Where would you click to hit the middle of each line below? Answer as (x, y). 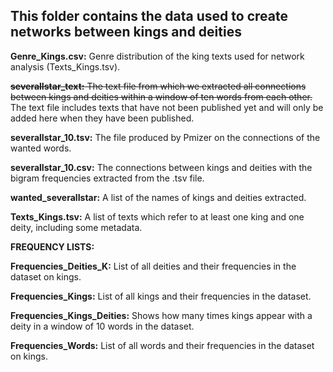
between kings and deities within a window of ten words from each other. (161, 96)
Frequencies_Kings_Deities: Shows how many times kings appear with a (161, 315)
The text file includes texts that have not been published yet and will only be (167, 107)
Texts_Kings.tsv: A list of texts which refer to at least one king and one (157, 216)
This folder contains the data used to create (149, 16)
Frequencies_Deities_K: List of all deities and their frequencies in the (153, 266)
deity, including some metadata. (76, 227)
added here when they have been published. (102, 118)
